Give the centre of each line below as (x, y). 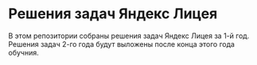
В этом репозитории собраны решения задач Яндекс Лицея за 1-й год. (129, 36)
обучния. (23, 52)
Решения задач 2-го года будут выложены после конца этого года (121, 44)
